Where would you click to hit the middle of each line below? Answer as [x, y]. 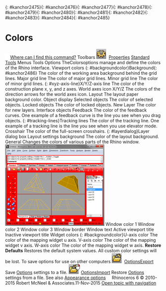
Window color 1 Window [130, 224]
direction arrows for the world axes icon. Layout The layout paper [72, 94]
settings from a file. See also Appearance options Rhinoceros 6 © [75, 278]
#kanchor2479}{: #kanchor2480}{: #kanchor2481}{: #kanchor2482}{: [77, 12]
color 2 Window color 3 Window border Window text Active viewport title [80, 229]
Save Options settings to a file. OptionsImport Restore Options [75, 272]
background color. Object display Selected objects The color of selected [79, 99]
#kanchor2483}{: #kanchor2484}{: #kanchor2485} [57, 18]
